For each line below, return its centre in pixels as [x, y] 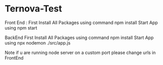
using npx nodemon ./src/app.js [38, 42]
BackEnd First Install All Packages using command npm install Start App [79, 37]
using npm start [21, 27]
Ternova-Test [33, 9]
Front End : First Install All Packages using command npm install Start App [81, 22]
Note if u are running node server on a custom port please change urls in [80, 52]
